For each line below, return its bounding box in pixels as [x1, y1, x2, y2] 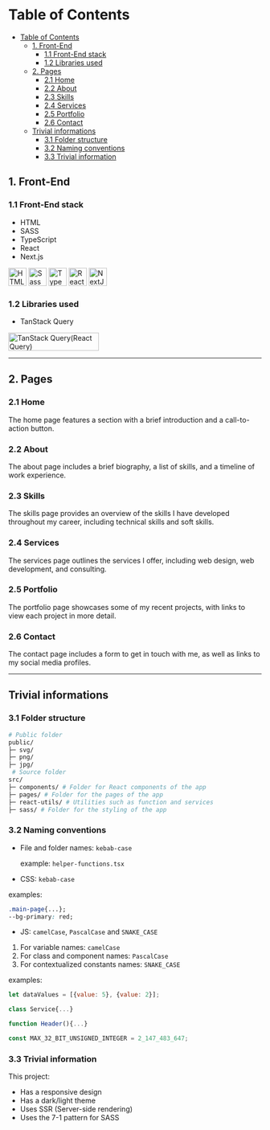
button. [31, 424, 55, 433]
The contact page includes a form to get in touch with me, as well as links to [8, 649, 260, 659]
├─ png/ [8, 753, 35, 761]
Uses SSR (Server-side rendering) [19, 1104, 133, 1114]
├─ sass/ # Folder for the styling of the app [8, 805, 167, 813]
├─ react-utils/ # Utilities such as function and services [8, 798, 215, 806]
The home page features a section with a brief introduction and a [8, 415, 223, 424]
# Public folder [8, 731, 63, 739]
